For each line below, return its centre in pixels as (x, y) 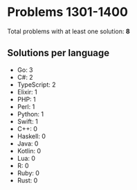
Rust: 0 (27, 180)
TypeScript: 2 (37, 85)
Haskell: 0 (31, 136)
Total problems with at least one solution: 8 (68, 31)
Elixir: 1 (27, 92)
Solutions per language (58, 53)
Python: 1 (30, 114)
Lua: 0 (26, 158)
